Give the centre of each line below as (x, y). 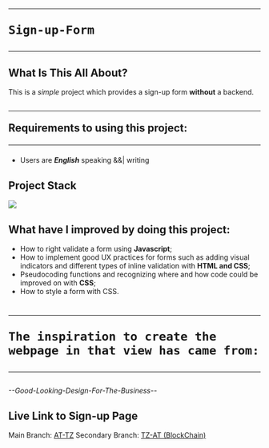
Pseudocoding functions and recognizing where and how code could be (139, 274)
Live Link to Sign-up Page (73, 416)
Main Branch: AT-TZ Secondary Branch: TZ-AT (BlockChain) (107, 435)
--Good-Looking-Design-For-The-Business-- (83, 391)
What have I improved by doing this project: (119, 230)
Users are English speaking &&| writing (84, 160)
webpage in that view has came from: (134, 351)
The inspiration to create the (112, 337)
